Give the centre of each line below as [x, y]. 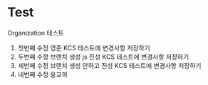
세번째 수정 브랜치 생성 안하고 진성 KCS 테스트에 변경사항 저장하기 [109, 65]
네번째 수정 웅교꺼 [42, 74]
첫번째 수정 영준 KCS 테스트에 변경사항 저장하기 [84, 47]
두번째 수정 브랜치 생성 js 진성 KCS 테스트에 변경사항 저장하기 [103, 57]
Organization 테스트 [36, 33]
